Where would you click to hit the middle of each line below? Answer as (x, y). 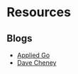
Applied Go (33, 55)
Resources (39, 12)
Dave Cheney (37, 63)
